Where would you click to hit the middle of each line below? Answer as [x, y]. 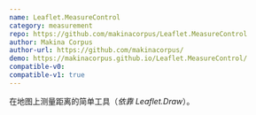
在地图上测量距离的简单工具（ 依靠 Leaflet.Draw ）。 [102, 101]
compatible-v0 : [37, 67]
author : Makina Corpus [51, 42]
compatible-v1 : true [47, 75]
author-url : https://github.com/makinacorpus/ [97, 50]
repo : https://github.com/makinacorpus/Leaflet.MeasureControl [128, 34]
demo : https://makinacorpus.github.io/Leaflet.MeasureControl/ [128, 58]
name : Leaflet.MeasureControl [65, 17]
